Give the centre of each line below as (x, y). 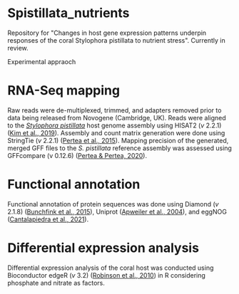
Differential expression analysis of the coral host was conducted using (111, 268)
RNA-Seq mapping (63, 91)
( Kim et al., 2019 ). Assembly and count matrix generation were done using (116, 132)
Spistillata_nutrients (68, 13)
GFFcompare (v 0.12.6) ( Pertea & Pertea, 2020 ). (77, 155)
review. (18, 48)
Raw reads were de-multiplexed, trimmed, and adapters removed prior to (115, 110)
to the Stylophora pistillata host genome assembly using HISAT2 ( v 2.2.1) (115, 125)
